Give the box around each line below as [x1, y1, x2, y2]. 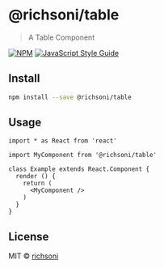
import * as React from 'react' [8, 137, 117, 145]
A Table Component [27, 32, 95, 42]
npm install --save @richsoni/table [8, 93, 132, 101]
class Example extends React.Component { [8, 165, 150, 173]
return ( [23, 180, 53, 188]
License [8, 229, 49, 244]
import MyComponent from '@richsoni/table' [8, 151, 158, 160]
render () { [15, 172, 57, 181]
